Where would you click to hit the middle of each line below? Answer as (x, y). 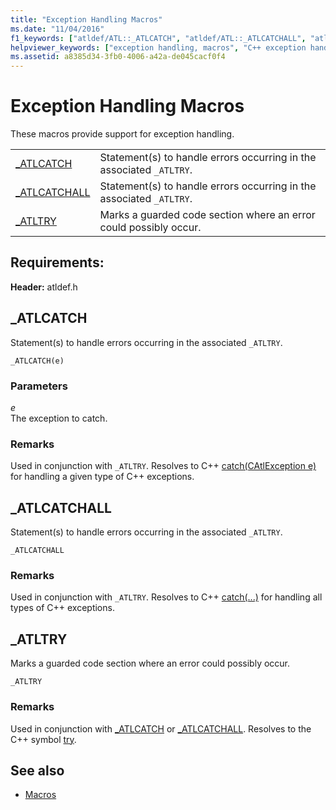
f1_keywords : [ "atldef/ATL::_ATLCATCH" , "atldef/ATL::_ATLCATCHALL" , (158, 38)
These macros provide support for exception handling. (122, 134)
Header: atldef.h (44, 287)
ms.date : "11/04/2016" (57, 29)
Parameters (39, 386)
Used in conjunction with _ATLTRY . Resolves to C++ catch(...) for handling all (166, 597)
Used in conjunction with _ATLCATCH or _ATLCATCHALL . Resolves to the (161, 728)
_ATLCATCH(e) (37, 361)
